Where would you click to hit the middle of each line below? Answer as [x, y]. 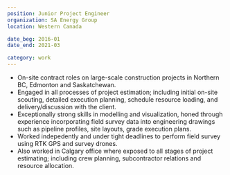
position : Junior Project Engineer [59, 13]
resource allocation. [45, 166]
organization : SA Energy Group [52, 20]
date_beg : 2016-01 [34, 39]
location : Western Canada [44, 26]
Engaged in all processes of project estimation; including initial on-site [117, 92]
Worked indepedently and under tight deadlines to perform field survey [119, 136]
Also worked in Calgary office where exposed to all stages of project [115, 151]
